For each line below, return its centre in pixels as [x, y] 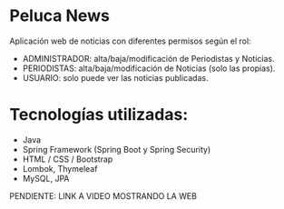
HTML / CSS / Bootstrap [68, 159]
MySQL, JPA [46, 178]
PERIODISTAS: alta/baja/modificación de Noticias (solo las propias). [149, 68]
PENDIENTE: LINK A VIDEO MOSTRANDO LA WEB [103, 195]
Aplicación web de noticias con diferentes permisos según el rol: [130, 41]
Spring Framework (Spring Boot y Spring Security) [117, 149]
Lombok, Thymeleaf [60, 168]
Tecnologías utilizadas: [99, 115]
